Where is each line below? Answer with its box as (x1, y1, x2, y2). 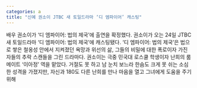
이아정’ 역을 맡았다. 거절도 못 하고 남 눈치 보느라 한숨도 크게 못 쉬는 (23, 60, 178, 68)
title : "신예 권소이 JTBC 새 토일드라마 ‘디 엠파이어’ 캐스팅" (6, 14, 142, 20)
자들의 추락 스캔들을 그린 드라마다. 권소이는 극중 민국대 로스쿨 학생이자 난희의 (6, 53, 185, 60)
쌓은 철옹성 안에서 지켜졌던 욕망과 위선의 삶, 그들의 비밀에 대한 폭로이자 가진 (12, 45, 188, 53)
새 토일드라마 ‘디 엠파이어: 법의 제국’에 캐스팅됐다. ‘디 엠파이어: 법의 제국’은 (6, 38, 179, 45)
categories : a (6, 8, 42, 15)
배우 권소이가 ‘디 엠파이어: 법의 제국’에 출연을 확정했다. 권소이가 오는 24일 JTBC (6, 31, 192, 38)
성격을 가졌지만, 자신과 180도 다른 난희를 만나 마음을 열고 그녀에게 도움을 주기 (12, 68, 192, 75)
